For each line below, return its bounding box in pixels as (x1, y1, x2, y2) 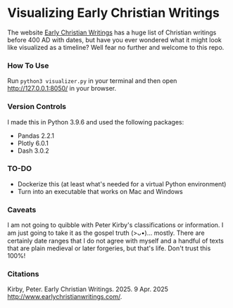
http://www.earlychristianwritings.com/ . (7, 293, 122, 301)
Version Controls (7, 102, 67, 112)
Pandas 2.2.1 (17, 131, 55, 140)
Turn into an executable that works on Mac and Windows (17, 187, 183, 195)
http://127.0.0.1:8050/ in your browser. (7, 84, 117, 93)
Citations (7, 269, 39, 279)
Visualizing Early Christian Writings (7, 5, 220, 21)
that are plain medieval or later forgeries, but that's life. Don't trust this (7, 244, 211, 252)
